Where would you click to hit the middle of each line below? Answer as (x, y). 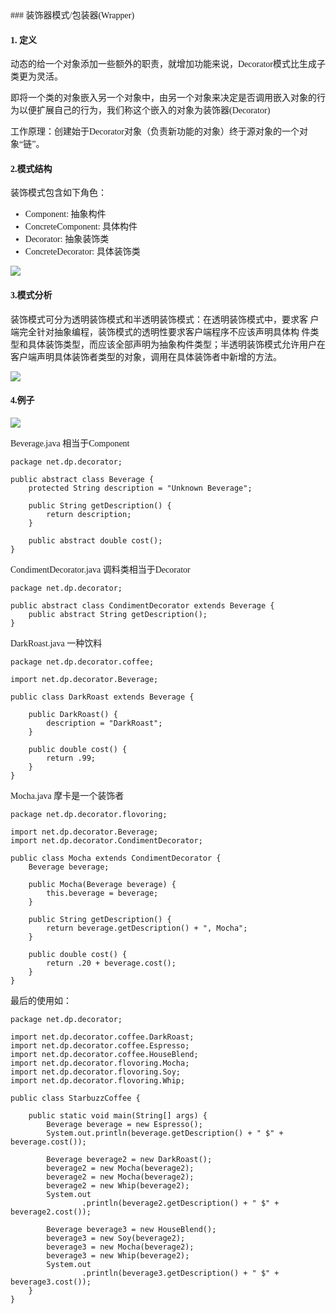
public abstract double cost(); (95, 540)
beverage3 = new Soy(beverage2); (116, 1238)
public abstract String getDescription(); (118, 614)
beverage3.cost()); (51, 1282)
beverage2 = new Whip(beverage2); (118, 1185)
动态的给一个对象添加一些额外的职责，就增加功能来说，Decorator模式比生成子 (168, 64)
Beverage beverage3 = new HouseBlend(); (131, 1229)
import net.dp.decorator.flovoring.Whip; (98, 1080)
